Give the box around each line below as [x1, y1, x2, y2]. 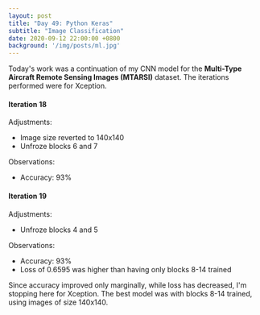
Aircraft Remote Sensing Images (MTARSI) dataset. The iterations [8, 73, 229, 82]
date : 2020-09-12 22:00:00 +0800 [8, 34, 121, 43]
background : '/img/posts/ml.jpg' [8, 42, 121, 50]
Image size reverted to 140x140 [19, 133, 125, 143]
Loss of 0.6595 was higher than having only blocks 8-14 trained [19, 264, 232, 274]
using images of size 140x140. [8, 297, 109, 307]
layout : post [8, 11, 52, 20]
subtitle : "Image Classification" [8, 27, 125, 35]
